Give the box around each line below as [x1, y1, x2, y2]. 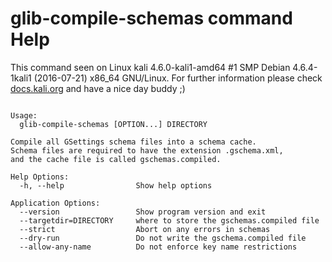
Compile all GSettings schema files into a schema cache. [10, 137, 257, 147]
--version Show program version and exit [19, 207, 267, 217]
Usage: [10, 110, 38, 121]
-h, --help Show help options [19, 180, 213, 191]
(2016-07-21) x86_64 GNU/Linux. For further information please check [33, 72, 323, 84]
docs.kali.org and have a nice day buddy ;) [10, 82, 186, 94]
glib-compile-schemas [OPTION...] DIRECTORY [19, 119, 208, 129]
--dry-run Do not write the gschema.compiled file [19, 233, 307, 243]
